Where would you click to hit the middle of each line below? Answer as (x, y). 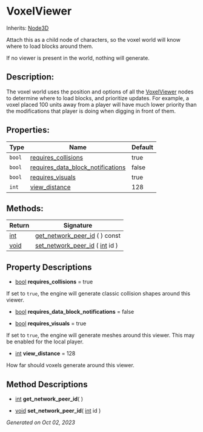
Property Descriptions (49, 267)
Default (142, 147)
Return (19, 226)
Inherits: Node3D (28, 28)
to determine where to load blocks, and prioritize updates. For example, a (98, 98)
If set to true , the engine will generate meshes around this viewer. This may (101, 336)
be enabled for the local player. (45, 342)
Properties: (28, 130)
